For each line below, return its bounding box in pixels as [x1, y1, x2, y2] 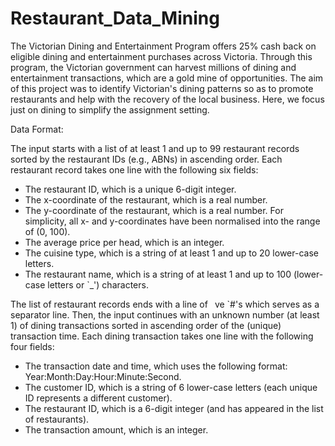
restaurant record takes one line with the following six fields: [10, 163, 259, 176]
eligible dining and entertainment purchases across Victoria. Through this [10, 50, 313, 62]
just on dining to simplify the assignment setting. [10, 103, 210, 116]
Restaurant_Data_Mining [10, 7, 220, 30]
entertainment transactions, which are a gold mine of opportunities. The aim [10, 72, 324, 84]
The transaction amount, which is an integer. [24, 423, 209, 436]
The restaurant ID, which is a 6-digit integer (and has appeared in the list [24, 402, 324, 414]
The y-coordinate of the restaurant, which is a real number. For [24, 204, 284, 216]
